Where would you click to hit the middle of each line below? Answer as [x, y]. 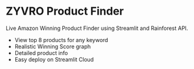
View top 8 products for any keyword [61, 40]
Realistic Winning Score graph [53, 46]
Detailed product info [41, 53]
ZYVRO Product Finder [65, 11]
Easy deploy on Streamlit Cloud [54, 59]
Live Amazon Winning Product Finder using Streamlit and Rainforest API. [97, 28]
